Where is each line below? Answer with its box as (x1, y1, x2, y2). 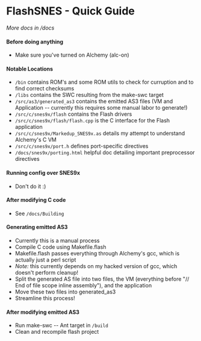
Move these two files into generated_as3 (14, 288, 116, 295)
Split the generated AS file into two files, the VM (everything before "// (14, 275, 190, 283)
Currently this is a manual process (14, 237, 100, 244)
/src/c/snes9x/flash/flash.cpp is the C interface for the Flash (14, 117, 170, 124)
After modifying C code (6, 196, 66, 204)
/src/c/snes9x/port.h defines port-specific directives (14, 143, 149, 150)
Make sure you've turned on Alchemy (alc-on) (14, 51, 129, 58)
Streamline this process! (14, 294, 75, 302)
